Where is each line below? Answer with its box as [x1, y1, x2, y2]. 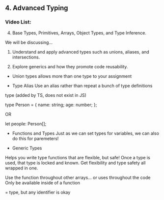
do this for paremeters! [12, 135, 59, 142]
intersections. [12, 54, 40, 60]
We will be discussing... [5, 39, 53, 45]
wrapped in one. [5, 165, 38, 171]
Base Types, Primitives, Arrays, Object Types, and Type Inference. [12, 29, 146, 36]
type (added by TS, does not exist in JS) [5, 92, 87, 98]
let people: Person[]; [5, 120, 47, 127]
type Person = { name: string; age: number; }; [5, 102, 97, 108]
